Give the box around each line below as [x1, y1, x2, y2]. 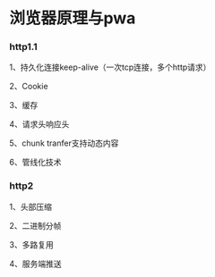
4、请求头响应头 [9, 119, 70, 130]
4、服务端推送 [9, 258, 63, 269]
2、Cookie [9, 81, 48, 92]
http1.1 [9, 41, 38, 54]
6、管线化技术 [9, 157, 62, 168]
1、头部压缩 [9, 201, 52, 212]
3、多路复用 [9, 239, 54, 250]
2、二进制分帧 [9, 220, 62, 231]
